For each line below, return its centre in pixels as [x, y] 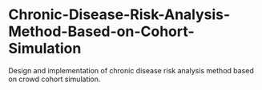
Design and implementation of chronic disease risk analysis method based [131, 70]
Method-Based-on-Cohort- [101, 31]
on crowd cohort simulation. [54, 79]
